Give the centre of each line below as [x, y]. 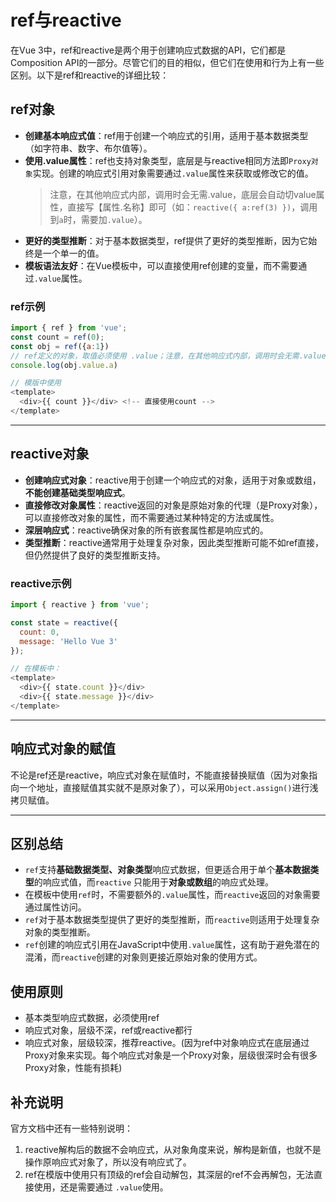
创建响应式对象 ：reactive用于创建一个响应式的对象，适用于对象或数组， [173, 480]
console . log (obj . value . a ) [64, 365]
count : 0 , [39, 632]
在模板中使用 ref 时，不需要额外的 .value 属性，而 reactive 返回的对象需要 [172, 895]
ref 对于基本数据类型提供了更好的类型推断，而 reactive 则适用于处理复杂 [172, 920]
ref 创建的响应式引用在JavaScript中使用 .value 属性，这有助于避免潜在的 [172, 945]
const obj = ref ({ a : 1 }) [60, 346]
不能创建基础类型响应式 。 [77, 492]
